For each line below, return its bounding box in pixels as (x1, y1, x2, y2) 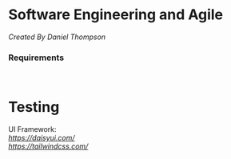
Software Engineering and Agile (8, 6, 224, 24)
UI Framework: (8, 125, 58, 134)
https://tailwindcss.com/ (8, 141, 89, 151)
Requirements (8, 52, 65, 63)
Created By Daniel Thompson (8, 32, 106, 42)
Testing (8, 98, 60, 117)
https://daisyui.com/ (8, 133, 75, 143)
